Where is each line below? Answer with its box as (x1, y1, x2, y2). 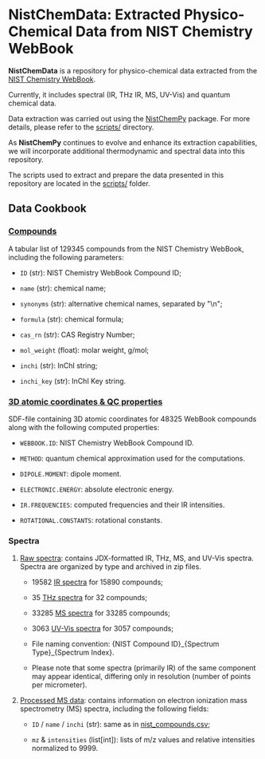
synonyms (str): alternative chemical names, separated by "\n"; (19, 298, 223, 308)
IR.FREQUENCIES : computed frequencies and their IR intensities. (19, 500, 225, 509)
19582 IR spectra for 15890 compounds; (31, 577, 163, 587)
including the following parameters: (8, 252, 125, 262)
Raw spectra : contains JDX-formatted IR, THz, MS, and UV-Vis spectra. (19, 553, 255, 563)
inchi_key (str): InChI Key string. (19, 376, 127, 385)
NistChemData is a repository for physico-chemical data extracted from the (8, 65, 257, 75)
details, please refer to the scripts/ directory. (8, 122, 154, 132)
